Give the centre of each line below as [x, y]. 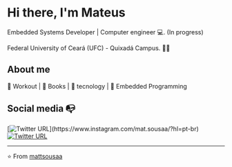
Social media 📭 [41, 109]
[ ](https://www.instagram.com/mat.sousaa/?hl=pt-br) [103, 129]
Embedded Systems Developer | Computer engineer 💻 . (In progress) [105, 32]
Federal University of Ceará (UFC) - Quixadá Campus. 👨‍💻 [89, 48]
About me [29, 70]
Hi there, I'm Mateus [66, 13]
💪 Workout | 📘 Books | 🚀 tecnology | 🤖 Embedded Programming [97, 86]
